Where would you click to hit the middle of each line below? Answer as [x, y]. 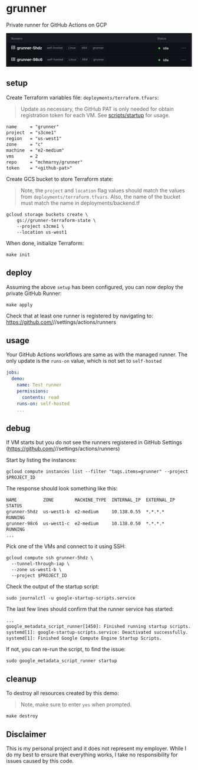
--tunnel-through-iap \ [40, 564]
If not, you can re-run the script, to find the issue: [66, 649]
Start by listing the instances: [41, 460]
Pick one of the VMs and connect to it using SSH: [66, 546]
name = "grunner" [33, 127]
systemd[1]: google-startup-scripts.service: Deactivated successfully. [97, 633]
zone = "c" [25, 144]
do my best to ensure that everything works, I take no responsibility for [92, 755]
